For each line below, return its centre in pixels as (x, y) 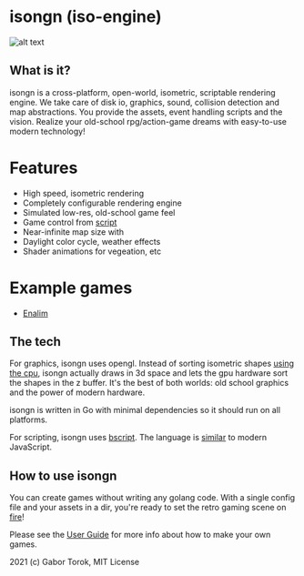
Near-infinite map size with (73, 232)
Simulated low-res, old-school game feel (99, 212)
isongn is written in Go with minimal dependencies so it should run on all (145, 410)
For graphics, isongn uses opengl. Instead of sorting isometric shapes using (152, 364)
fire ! (17, 517)
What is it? (40, 71)
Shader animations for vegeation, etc (92, 251)
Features (44, 168)
